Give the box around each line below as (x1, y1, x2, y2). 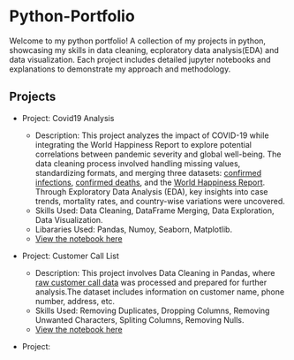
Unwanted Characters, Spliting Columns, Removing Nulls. (34, 314, 245, 325)
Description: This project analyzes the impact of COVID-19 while (34, 130, 269, 141)
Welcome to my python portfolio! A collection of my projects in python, (9, 35, 267, 46)
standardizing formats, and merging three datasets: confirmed (34, 167, 262, 178)
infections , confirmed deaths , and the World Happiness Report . (34, 177, 266, 188)
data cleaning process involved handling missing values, (34, 157, 241, 169)
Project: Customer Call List (21, 250, 119, 261)
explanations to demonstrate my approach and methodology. (9, 64, 231, 74)
